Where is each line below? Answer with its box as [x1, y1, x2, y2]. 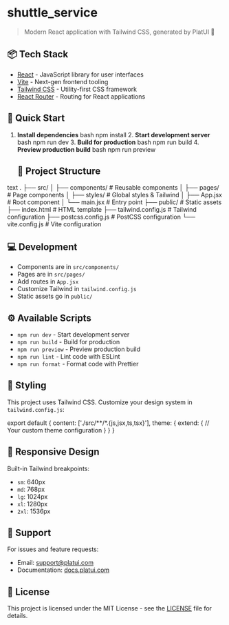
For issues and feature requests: [7, 545, 99, 553]
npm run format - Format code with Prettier [17, 360, 139, 368]
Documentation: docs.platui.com [17, 566, 110, 574]
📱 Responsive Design [7, 446, 100, 458]
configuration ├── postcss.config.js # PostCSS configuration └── [7, 212, 196, 221]
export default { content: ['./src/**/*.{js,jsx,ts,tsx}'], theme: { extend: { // [7, 419, 210, 427]
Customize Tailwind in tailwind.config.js [17, 285, 137, 293]
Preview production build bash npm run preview [17, 145, 156, 153]
